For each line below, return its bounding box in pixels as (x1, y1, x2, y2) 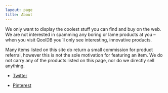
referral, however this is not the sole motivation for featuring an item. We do (5, 52, 163, 58)
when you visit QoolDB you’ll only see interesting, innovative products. (5, 36, 152, 43)
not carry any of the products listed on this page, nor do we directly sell (5, 57, 154, 63)
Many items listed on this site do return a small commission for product (5, 46, 153, 53)
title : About (5, 12, 33, 17)
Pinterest (12, 82, 32, 88)
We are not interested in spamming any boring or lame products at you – (5, 31, 156, 37)
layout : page (5, 7, 33, 13)
